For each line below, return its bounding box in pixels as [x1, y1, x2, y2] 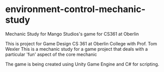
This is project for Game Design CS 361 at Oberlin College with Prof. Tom [5, 40, 157, 46]
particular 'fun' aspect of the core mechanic [5, 51, 97, 57]
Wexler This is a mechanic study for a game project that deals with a [5, 46, 148, 52]
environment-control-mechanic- [5, 4, 146, 15]
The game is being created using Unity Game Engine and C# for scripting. [5, 61, 159, 67]
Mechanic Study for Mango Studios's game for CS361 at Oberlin [5, 31, 139, 37]
